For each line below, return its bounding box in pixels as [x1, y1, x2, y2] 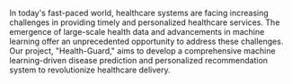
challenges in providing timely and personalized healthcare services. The [9, 17, 280, 28]
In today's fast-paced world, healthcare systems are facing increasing [9, 8, 270, 18]
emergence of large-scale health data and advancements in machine [9, 27, 265, 37]
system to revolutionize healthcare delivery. [9, 64, 171, 75]
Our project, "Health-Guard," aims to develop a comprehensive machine [9, 46, 276, 56]
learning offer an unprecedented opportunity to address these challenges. [9, 36, 284, 46]
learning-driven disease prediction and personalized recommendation [9, 55, 268, 65]
